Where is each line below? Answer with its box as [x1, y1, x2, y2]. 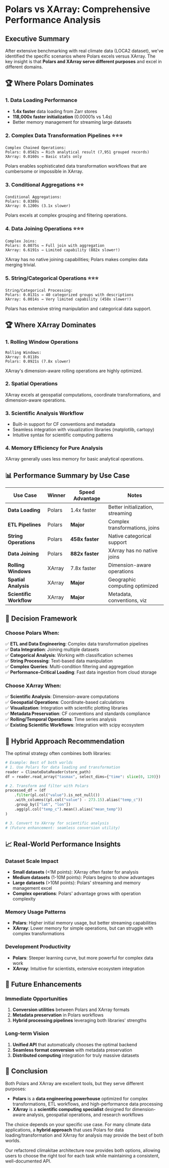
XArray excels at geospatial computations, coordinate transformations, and [5, 391, 161, 397]
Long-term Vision [5, 1030, 49, 1037]
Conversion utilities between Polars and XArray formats [12, 1006, 130, 1013]
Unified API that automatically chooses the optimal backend [12, 1041, 137, 1047]
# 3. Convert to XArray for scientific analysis [5, 821, 109, 826]
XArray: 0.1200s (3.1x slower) [5, 204, 71, 209]
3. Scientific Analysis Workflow [5, 410, 84, 417]
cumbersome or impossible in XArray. [5, 168, 83, 174]
